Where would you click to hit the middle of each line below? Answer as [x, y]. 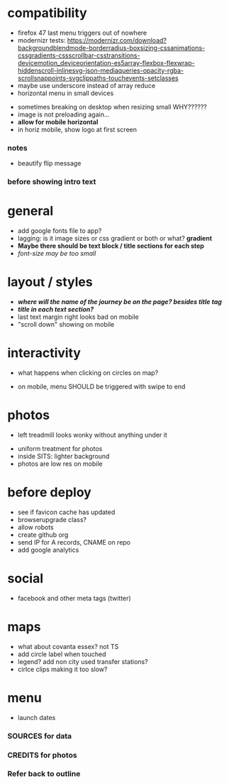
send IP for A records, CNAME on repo [74, 542]
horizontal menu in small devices [66, 93]
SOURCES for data [40, 736]
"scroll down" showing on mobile [66, 325]
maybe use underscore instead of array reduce [86, 85]
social [26, 578]
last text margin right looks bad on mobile [78, 317]
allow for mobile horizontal [58, 121]
